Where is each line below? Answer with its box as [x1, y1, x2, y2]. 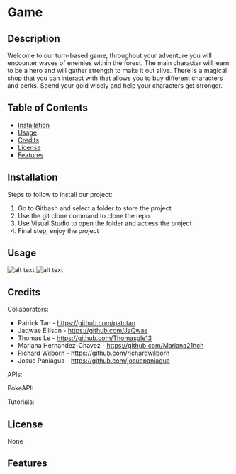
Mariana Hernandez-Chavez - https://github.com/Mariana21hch [17, 342, 204, 350]
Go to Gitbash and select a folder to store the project [17, 203, 172, 213]
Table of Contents [7, 102, 89, 114]
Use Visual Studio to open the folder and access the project [17, 219, 192, 227]
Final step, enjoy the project [17, 226, 99, 235]
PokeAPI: [7, 384, 34, 393]
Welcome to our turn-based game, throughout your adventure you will [7, 51, 213, 60]
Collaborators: [7, 305, 49, 314]
